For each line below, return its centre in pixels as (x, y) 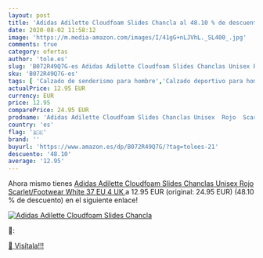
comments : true (33, 45)
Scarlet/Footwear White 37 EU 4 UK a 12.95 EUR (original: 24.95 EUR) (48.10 (131, 192)
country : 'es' (31, 125)
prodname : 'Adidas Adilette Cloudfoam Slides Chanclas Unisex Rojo (122, 118)
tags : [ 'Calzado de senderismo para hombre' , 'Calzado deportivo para (126, 81)
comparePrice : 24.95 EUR (49, 111)
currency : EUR (31, 96)
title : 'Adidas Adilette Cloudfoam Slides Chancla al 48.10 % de (117, 23)
